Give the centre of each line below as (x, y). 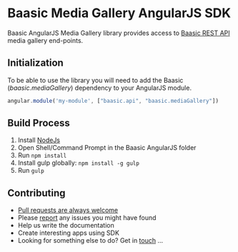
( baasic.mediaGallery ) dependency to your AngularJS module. (99, 88)
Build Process (39, 123)
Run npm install (42, 156)
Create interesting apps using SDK (69, 233)
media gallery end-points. (45, 40)
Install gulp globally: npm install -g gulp (78, 163)
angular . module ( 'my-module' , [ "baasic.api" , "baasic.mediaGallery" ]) (113, 101)
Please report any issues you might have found (87, 218)
